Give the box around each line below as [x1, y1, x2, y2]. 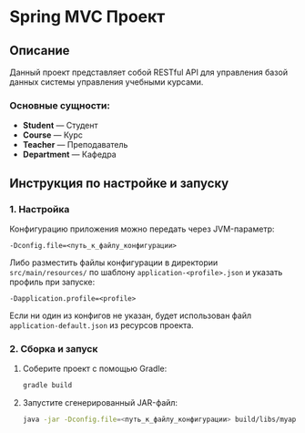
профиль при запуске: [9, 276, 96, 287]
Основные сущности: [9, 98, 111, 111]
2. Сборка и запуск [9, 342, 98, 355]
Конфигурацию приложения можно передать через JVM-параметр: [9, 223, 275, 234]
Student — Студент [22, 120, 98, 131]
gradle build [22, 381, 73, 390]
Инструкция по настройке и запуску [9, 175, 229, 191]
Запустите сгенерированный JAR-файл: [22, 397, 178, 408]
